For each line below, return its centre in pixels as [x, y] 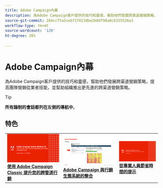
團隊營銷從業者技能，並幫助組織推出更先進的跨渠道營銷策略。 [71, 87]
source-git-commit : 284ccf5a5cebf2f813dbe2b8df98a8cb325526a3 [69, 20]
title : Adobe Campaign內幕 [32, 10]
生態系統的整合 [78, 176]
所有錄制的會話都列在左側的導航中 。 [41, 107]
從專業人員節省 [134, 166]
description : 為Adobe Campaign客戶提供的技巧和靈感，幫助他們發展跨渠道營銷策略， [81, 15]
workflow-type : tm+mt [27, 26]
